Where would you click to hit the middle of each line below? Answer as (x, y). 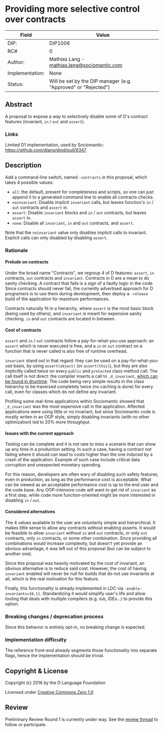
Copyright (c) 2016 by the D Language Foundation (55, 683)
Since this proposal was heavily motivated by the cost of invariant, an (75, 563)
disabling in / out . (23, 500)
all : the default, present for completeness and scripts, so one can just (83, 192)
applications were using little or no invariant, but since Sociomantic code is (80, 412)
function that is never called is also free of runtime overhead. (66, 351)
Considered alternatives (30, 511)
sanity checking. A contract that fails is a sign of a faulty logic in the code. (79, 283)
